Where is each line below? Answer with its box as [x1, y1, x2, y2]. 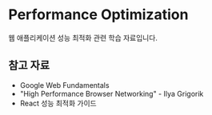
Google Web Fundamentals [19, 80, 110, 89]
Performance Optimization [8, 6, 189, 24]
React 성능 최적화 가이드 [19, 98, 98, 108]
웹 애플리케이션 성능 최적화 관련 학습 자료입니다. [8, 33, 158, 42]
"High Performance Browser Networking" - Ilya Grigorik [19, 89, 204, 98]
